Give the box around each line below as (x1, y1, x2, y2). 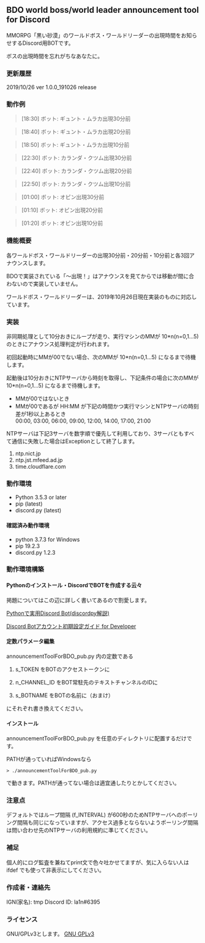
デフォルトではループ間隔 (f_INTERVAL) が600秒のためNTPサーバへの (6, 811, 182, 819)
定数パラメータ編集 (6, 638, 55, 645)
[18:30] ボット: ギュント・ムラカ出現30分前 (21, 115, 131, 122)
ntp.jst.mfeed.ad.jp (15, 456, 63, 463)
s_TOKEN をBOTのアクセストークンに (15, 665, 110, 673)
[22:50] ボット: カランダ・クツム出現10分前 (21, 181, 131, 188)
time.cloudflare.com (15, 463, 66, 470)
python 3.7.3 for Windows (15, 536, 80, 543)
